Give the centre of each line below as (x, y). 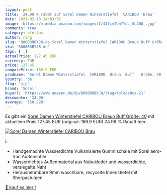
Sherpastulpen (27, 178)
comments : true (21, 28)
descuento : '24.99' (25, 97)
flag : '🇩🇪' (17, 84)
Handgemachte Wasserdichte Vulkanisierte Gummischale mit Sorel (81, 151)
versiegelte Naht (29, 167)
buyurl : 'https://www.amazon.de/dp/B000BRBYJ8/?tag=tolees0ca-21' (75, 93)
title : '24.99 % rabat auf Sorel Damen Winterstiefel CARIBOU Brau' (80, 14)
